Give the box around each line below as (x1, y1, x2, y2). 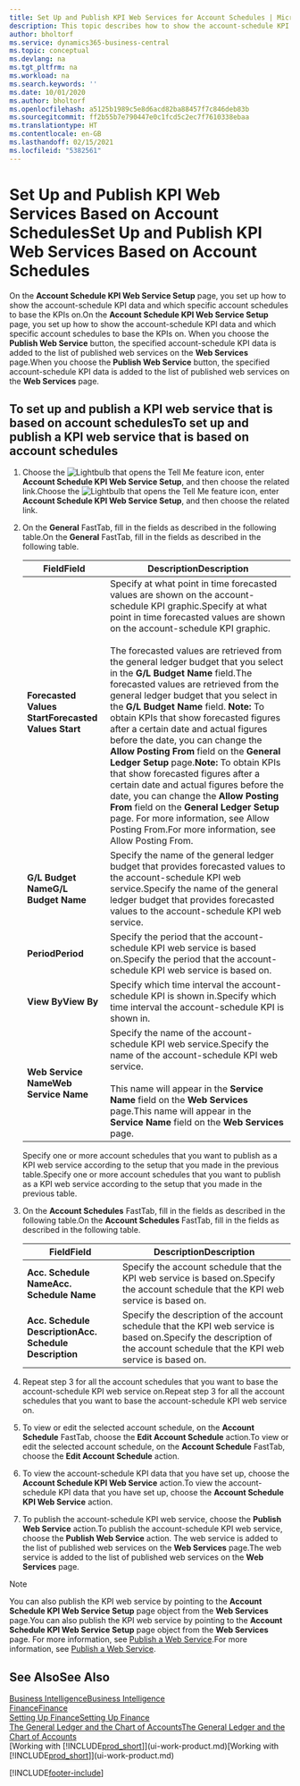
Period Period (26, 948, 84, 960)
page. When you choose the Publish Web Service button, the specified (9, 357, 271, 367)
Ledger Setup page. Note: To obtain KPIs (110, 756, 281, 769)
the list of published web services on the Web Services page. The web (21, 1543, 282, 1554)
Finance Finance (9, 1703, 69, 1714)
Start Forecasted (26, 712, 98, 724)
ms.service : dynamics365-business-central (9, 38, 170, 47)
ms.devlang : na (9, 55, 66, 63)
